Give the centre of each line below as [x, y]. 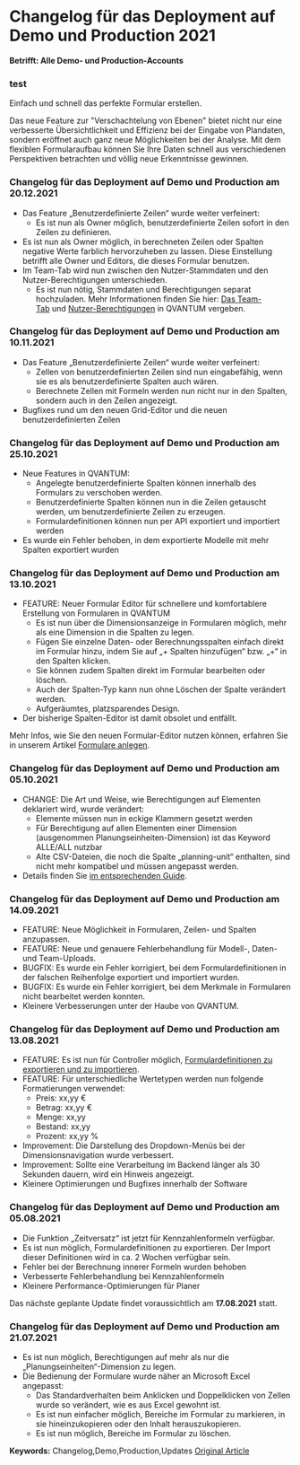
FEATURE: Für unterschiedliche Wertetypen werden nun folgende [143, 1079]
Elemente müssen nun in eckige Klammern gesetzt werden [144, 818]
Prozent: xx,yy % [67, 1136]
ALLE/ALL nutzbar [69, 847]
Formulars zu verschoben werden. [99, 493]
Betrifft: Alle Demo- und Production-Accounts [96, 60]
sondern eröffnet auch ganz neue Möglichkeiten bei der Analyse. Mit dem [146, 140]
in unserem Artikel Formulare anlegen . [80, 745]
